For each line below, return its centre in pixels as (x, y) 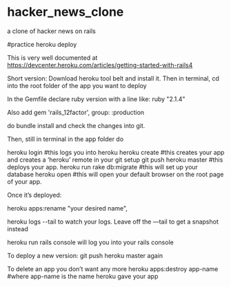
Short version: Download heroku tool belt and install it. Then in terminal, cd (113, 78)
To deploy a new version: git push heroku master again (85, 255)
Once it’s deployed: (34, 195)
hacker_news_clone (66, 12)
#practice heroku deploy (42, 44)
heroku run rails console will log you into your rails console (90, 242)
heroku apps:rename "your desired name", (67, 208)
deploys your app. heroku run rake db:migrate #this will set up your (103, 167)
